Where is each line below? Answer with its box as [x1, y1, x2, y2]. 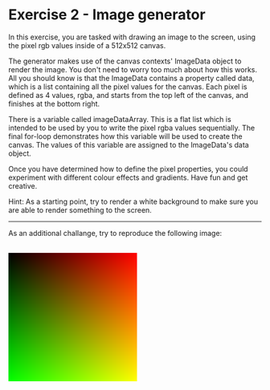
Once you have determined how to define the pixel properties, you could [8, 164, 248, 173]
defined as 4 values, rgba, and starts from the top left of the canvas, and [8, 90, 249, 100]
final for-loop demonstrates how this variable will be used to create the [8, 131, 243, 141]
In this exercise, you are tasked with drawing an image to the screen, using [8, 32, 256, 42]
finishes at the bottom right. [8, 99, 100, 108]
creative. [8, 181, 38, 190]
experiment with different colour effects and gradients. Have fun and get [8, 173, 248, 182]
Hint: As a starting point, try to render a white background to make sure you [8, 197, 259, 206]
